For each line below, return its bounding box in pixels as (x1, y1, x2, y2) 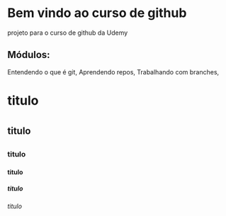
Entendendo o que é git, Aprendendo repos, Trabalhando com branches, (7, 67, 220, 76)
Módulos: (7, 49, 51, 61)
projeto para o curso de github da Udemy (7, 28, 128, 37)
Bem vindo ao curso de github (7, 5, 187, 21)
